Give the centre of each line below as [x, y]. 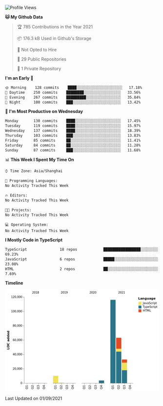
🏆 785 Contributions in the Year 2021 [55, 27]
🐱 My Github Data [24, 17]
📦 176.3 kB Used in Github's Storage [54, 38]
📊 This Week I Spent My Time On [40, 160]
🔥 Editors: [16, 195]
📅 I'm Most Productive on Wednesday [44, 111]
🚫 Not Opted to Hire [37, 50]
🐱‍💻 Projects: [18, 210]
